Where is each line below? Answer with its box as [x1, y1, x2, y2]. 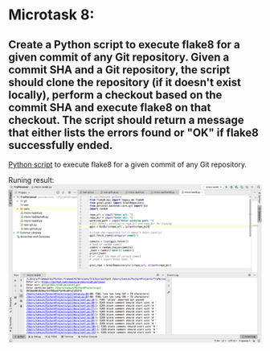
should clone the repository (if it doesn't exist [8, 75, 241, 89]
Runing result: [8, 175, 55, 184]
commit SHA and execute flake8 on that [8, 101, 211, 114]
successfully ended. [8, 138, 113, 152]
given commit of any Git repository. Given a [8, 50, 230, 64]
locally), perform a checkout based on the [8, 88, 223, 101]
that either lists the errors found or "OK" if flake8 [8, 126, 259, 139]
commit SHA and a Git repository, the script [8, 63, 231, 76]
